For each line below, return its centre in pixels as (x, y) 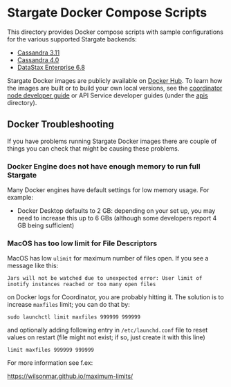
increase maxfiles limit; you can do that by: (68, 305)
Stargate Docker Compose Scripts (107, 13)
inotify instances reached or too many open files (82, 285)
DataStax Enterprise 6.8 (51, 67)
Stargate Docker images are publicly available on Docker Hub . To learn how (115, 80)
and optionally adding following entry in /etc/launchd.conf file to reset (108, 330)
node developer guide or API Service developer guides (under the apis (108, 95)
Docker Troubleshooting (61, 125)
